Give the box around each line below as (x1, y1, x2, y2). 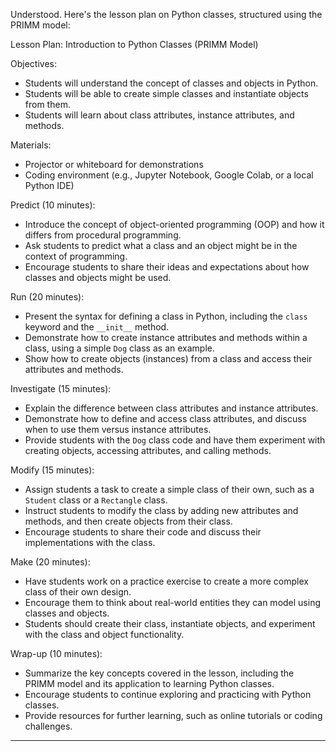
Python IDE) (24, 180, 75, 191)
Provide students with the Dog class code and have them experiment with (24, 434, 326, 446)
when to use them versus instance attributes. (24, 424, 212, 435)
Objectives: (10, 58, 57, 69)
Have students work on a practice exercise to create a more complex (24, 575, 309, 587)
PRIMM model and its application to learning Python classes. (24, 678, 275, 689)
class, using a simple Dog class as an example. (24, 342, 215, 354)
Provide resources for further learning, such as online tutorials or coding (24, 710, 323, 721)
